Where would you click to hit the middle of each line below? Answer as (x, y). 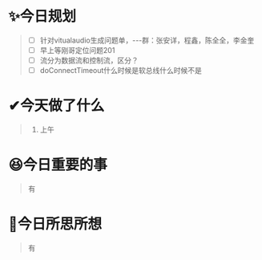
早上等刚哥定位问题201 (77, 50)
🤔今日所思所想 (55, 224)
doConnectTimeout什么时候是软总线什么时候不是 (121, 71)
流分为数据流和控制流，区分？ (89, 60)
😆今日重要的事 (58, 165)
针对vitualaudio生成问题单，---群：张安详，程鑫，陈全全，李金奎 (147, 40)
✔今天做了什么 (56, 106)
